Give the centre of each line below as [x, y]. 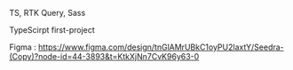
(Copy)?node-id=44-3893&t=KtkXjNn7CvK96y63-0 [104, 56]
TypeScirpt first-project [52, 30]
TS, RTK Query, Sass [48, 13]
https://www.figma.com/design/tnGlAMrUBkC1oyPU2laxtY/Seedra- [161, 47]
